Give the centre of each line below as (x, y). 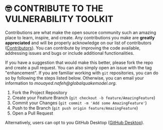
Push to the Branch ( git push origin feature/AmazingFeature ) (75, 108)
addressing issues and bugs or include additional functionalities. (70, 53)
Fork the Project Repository (40, 92)
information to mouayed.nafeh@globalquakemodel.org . (61, 83)
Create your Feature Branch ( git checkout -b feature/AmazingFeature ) (84, 97)
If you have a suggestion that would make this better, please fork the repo (79, 62)
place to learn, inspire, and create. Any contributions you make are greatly (80, 37)
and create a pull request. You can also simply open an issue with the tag (79, 67)
